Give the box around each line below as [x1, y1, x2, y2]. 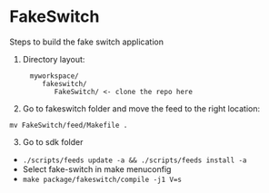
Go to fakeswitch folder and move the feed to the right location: [22, 102, 261, 114]
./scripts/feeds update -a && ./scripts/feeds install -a [22, 156, 247, 165]
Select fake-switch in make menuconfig [22, 163, 172, 174]
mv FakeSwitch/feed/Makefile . [9, 121, 128, 130]
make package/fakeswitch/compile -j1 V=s [22, 175, 182, 184]
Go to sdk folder [22, 136, 84, 147]
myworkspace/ [29, 71, 79, 81]
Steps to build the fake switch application [9, 36, 164, 47]
